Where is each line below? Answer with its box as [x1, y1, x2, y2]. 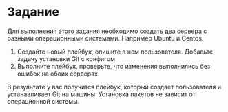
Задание [7, 4, 60, 20]
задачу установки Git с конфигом [17, 54, 116, 63]
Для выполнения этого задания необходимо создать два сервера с [7, 27, 207, 35]
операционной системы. [7, 97, 80, 105]
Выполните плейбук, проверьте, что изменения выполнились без [17, 62, 211, 70]
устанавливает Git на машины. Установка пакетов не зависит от [7, 90, 196, 98]
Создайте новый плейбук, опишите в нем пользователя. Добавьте [17, 47, 214, 56]
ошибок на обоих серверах [17, 69, 99, 78]
